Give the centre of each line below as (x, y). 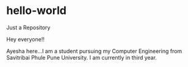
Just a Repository (28, 27)
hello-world (37, 11)
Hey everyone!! (25, 39)
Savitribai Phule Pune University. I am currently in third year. (82, 57)
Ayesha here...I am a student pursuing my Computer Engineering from (94, 51)
